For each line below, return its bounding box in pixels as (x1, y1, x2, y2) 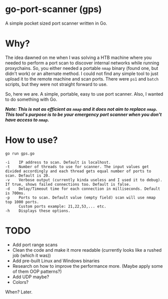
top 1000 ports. (5, 199, 39, 204)
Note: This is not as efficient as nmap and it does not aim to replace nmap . (5, 106, 157, 112)
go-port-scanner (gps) (5, 4, 102, 15)
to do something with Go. (5, 96, 58, 102)
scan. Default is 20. (5, 173, 51, 178)
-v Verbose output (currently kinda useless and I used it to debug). (5, 177, 163, 182)
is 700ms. (5, 190, 26, 196)
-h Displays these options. (5, 208, 71, 213)
